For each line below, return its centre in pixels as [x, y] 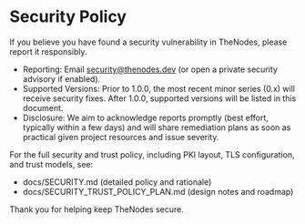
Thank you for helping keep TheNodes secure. [97, 209]
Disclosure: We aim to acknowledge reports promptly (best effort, [145, 117]
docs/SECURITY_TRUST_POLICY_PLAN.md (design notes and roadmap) [158, 191]
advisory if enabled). [61, 78]
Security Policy [68, 17]
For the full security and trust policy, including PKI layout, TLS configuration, [152, 154]
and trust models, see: [51, 164]
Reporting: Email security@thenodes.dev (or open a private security [150, 69]
